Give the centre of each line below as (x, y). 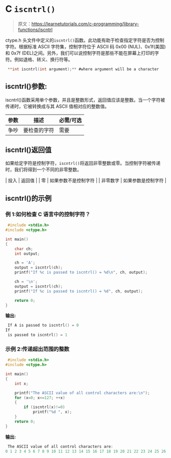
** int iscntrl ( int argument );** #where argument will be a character (83, 69)
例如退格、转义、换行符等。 (43, 59)
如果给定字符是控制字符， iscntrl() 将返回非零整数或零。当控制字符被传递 (83, 163)
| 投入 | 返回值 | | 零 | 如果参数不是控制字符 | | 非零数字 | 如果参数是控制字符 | (86, 181)
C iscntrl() (30, 9)
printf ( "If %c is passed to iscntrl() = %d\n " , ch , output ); (81, 273)
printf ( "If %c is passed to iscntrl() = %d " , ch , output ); (79, 291)
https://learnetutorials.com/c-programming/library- (85, 24)
